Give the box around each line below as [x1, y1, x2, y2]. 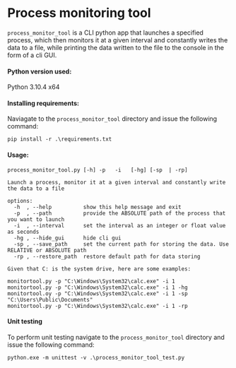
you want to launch [7, 215, 65, 223]
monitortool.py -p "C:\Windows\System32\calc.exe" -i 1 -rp [7, 302, 189, 309]
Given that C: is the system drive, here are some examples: [7, 265, 191, 273]
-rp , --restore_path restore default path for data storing [13, 253, 201, 260]
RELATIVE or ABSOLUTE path [7, 247, 87, 254]
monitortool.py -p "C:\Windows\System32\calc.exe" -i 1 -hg [7, 284, 189, 291]
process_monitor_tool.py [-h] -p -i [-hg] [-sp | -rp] [7, 166, 189, 174]
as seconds [7, 228, 40, 235]
